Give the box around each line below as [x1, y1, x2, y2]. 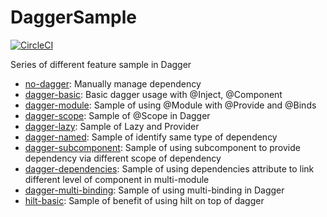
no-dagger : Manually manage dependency [24, 77, 202, 90]
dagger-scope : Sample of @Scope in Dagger [24, 109, 211, 121]
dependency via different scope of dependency [24, 152, 222, 164]
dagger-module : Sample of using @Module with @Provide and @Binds [24, 99, 317, 111]
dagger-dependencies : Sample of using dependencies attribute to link [24, 162, 315, 175]
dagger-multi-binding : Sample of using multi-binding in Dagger [24, 184, 285, 196]
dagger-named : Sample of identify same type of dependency [24, 131, 278, 143]
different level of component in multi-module [24, 173, 210, 185]
